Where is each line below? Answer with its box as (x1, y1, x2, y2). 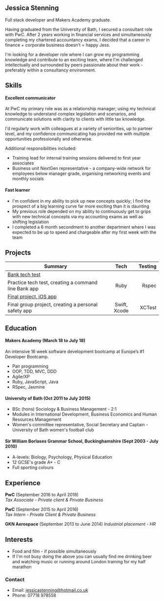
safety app (7, 307, 32, 314)
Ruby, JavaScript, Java (12, 379, 59, 385)
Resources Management (12, 417, 62, 422)
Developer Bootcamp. (5, 354, 49, 360)
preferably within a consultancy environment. (5, 67, 96, 73)
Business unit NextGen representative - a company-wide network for (12, 165, 151, 171)
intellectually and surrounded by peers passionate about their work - (5, 62, 143, 68)
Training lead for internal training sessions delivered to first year (12, 155, 141, 161)
